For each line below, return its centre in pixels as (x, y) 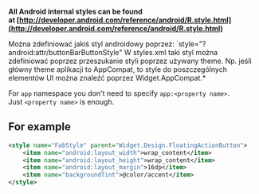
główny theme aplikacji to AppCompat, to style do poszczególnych (118, 69)
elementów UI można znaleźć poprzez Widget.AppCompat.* (107, 78)
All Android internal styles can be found (75, 12)
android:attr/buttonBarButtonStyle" (65, 52)
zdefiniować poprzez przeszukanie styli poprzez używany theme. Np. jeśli (130, 61)
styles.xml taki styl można (175, 52)
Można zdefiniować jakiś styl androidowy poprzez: (92, 44)
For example (40, 127)
